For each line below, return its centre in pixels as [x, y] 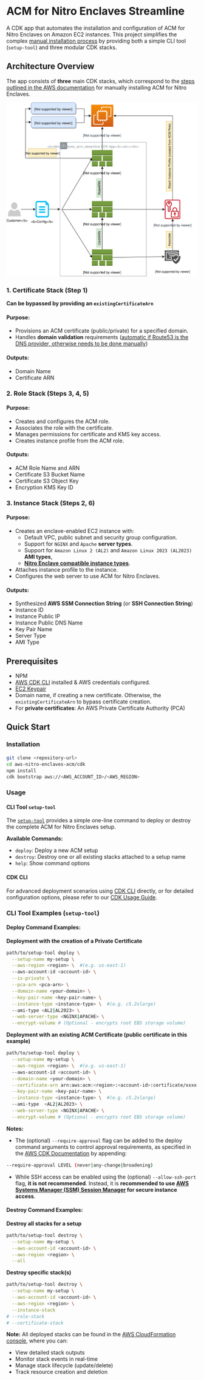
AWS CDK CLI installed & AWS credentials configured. [83, 682]
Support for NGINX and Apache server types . [78, 544]
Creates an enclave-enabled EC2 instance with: [75, 531]
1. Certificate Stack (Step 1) [47, 290]
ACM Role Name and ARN [47, 468]
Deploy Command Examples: [43, 927]
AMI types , [38, 557]
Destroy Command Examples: [45, 1210]
